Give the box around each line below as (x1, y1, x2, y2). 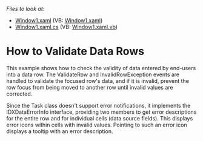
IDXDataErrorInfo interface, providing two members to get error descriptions (6, 108, 197, 116)
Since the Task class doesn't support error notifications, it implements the (6, 102, 191, 109)
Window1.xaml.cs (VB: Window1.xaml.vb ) (15, 24, 118, 30)
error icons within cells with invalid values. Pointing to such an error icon (6, 121, 187, 128)
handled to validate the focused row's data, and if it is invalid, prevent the (6, 77, 190, 84)
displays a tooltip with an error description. (6, 127, 113, 135)
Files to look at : (6, 5, 45, 12)
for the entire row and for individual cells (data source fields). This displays (6, 114, 193, 122)
